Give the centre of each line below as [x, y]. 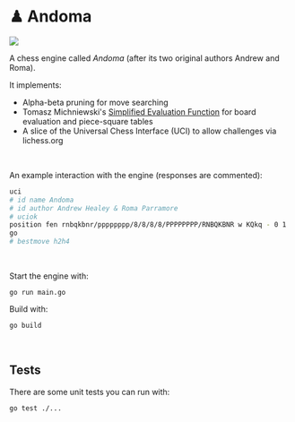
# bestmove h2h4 [39, 242]
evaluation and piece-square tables [88, 121]
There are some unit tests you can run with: [90, 392]
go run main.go [38, 293]
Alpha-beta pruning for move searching [95, 102]
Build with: [29, 309]
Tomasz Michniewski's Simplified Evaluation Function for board [139, 112]
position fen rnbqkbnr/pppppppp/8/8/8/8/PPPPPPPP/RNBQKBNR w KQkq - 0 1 [148, 225]
